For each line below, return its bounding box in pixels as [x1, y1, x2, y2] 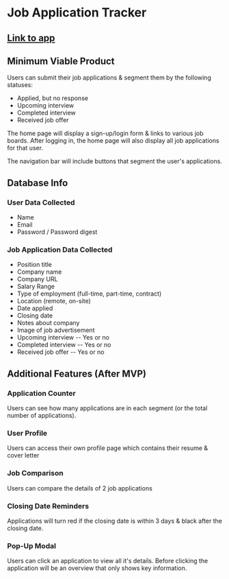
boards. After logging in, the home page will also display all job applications [7, 137, 220, 145]
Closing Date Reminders [7, 501, 90, 510]
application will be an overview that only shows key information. [7, 564, 187, 572]
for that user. [7, 144, 43, 152]
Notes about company [16, 319, 80, 327]
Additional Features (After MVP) [7, 368, 147, 379]
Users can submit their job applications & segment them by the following [7, 73, 212, 82]
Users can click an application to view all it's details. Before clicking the [7, 557, 208, 565]
